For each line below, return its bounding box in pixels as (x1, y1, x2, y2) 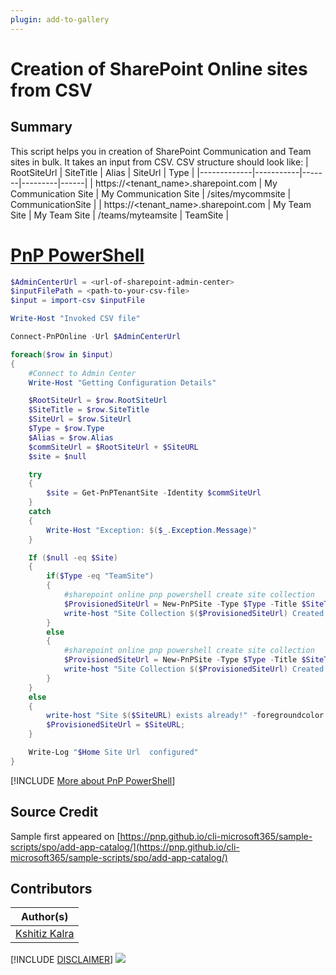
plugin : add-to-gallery (10, 14, 110, 25)
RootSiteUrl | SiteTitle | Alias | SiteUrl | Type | (10, 166, 195, 178)
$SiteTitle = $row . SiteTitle (28, 405, 150, 415)
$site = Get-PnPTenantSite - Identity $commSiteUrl (46, 488, 262, 498)
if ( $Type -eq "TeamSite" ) (46, 571, 155, 581)
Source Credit (10, 804, 99, 821)
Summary (10, 119, 73, 136)
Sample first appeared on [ (10, 830, 121, 842)
